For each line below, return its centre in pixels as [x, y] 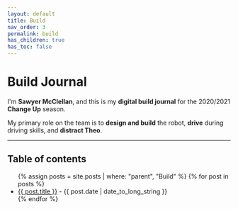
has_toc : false [30, 47]
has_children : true [36, 40]
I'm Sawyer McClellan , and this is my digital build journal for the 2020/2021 [119, 101]
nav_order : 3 [27, 27]
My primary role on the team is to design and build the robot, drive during [115, 123]
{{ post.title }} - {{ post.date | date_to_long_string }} [92, 191]
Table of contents [47, 159]
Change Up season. [36, 109]
